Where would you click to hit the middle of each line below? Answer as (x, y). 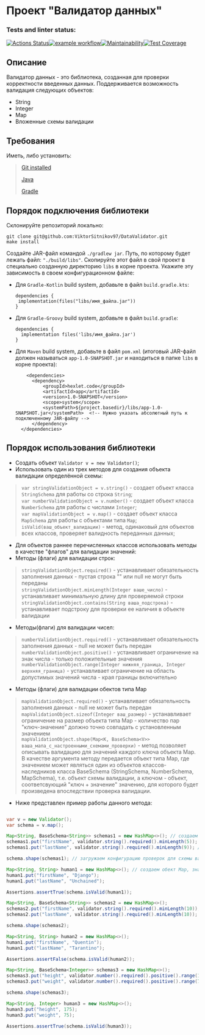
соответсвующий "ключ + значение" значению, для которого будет (110, 784)
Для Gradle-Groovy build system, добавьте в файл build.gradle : (97, 318)
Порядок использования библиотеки (81, 448)
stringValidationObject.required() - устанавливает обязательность (110, 570)
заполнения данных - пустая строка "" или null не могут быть (102, 576)
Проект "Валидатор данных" (84, 11)
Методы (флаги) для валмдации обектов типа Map (81, 689)
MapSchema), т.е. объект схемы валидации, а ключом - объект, (104, 778)
